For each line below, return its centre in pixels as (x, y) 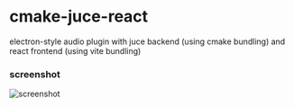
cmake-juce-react (79, 17)
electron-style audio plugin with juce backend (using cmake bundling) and (147, 41)
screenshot (35, 74)
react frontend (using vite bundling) (75, 50)
